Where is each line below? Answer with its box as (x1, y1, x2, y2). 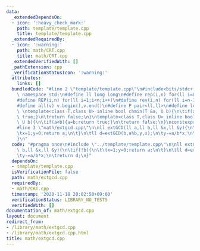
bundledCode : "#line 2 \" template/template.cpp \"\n (11, 86, 143, 92)
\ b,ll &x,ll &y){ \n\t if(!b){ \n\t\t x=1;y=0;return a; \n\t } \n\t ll (17, 147, 183, 153)
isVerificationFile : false (11, 169, 79, 175)
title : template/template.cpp (17, 31, 92, 37)
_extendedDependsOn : (11, 14, 62, 20)
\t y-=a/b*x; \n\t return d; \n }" (17, 152, 92, 158)
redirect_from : (6, 219, 44, 225)
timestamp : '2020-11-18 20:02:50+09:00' (11, 191, 113, 197)
